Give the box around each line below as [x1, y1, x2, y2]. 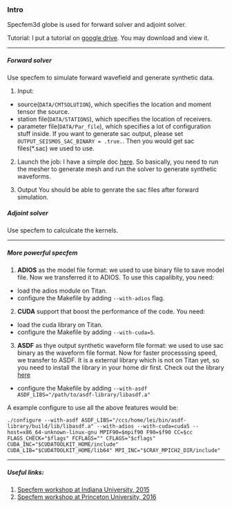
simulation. [17, 193, 49, 202]
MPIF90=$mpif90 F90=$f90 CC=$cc [99, 429, 193, 436]
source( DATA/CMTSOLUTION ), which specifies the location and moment [17, 100, 212, 108]
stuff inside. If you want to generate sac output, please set [17, 130, 184, 138]
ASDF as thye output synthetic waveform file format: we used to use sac [17, 342, 224, 350]
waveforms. [17, 173, 52, 181]
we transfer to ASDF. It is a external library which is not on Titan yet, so [17, 356, 220, 364]
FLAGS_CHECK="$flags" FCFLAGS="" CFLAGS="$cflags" [7, 435, 156, 442]
